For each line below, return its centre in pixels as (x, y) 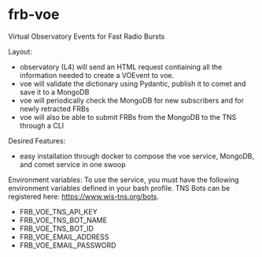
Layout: (20, 51)
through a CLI (42, 125)
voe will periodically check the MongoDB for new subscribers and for (132, 100)
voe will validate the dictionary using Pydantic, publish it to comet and (133, 84)
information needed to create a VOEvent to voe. (97, 75)
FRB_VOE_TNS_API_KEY (58, 211)
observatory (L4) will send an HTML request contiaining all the (121, 67)
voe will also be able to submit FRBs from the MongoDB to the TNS (128, 117)
